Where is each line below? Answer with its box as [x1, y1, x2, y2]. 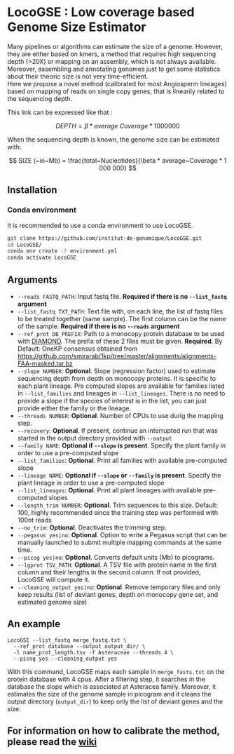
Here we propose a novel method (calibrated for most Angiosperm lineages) [7, 79, 227, 88]
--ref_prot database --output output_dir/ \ [13, 642, 146, 649]
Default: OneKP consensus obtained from [17, 344, 138, 353]
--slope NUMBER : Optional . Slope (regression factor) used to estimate [17, 366, 216, 375]
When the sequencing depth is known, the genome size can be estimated [7, 135, 219, 144]
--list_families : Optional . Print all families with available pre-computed [17, 456, 228, 464]
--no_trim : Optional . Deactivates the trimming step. [17, 523, 167, 532]
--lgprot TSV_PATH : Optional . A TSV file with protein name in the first [17, 560, 217, 569]
